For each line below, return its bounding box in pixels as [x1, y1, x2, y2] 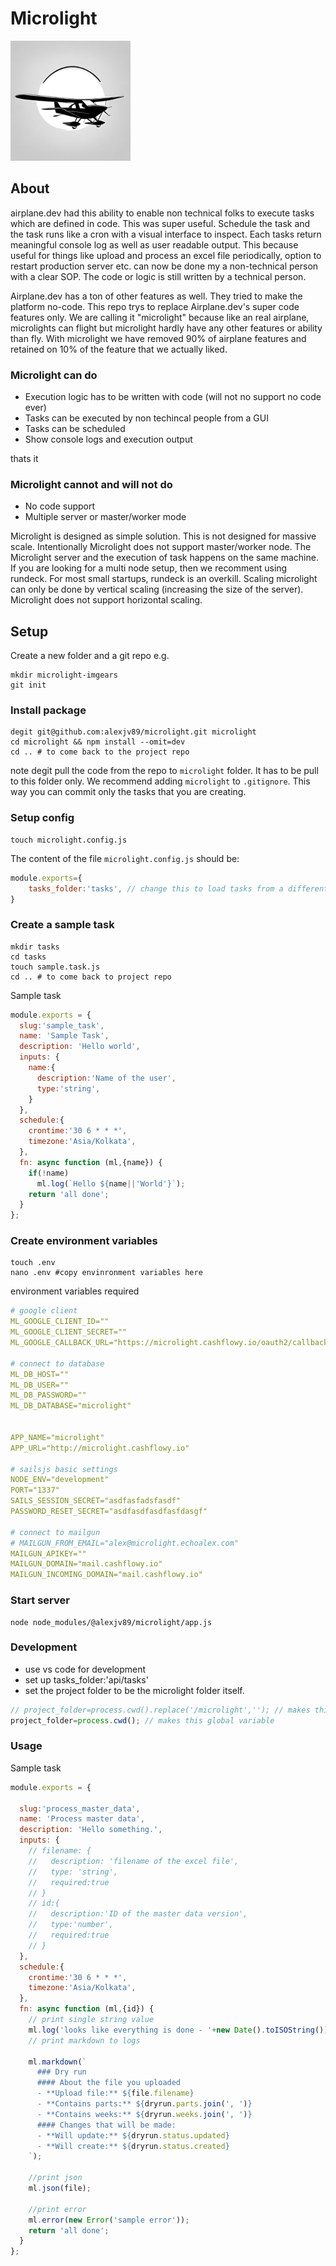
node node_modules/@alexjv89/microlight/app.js [10, 1617, 213, 1627]
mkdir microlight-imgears [10, 670, 118, 681]
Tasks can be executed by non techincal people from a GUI [24, 412, 269, 424]
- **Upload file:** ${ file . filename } [36, 2088, 195, 2099]
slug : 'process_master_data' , [19, 1803, 141, 1814]
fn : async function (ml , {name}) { [19, 1157, 163, 1167]
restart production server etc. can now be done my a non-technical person [10, 260, 319, 272]
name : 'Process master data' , [19, 1814, 145, 1824]
